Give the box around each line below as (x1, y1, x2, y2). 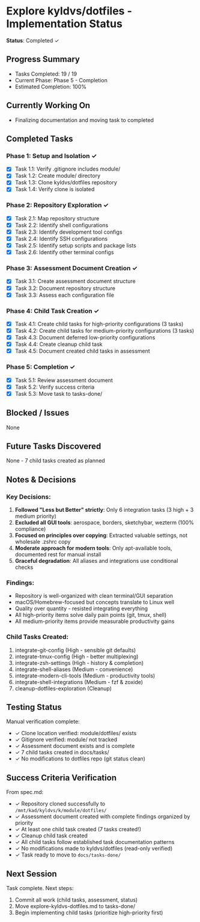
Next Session (6, 869, 57, 879)
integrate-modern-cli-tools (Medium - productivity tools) (14, 672, 156, 679)
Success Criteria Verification (6, 772, 117, 783)
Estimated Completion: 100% (14, 83, 87, 90)
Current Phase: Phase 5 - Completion (14, 76, 108, 83)
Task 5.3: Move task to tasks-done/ (14, 390, 103, 397)
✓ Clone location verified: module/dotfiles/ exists (14, 730, 137, 737)
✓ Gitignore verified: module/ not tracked (14, 736, 118, 743)
